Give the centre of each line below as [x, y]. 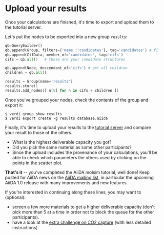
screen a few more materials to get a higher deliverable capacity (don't [83, 207]
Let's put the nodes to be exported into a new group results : [66, 37]
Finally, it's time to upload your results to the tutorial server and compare [78, 127]
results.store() [21, 86]
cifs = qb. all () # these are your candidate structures [65, 59]
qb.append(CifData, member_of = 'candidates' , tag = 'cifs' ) [64, 55]
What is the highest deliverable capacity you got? [62, 142]
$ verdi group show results [34, 114]
